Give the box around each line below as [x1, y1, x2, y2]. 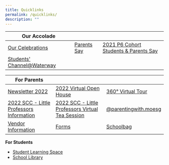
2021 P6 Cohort [102, 41, 142, 48]
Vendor [8, 120, 25, 127]
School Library [12, 154, 43, 160]
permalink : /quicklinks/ [5, 12, 57, 17]
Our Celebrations [8, 44, 48, 51]
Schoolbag [106, 123, 132, 130]
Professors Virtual [55, 106, 98, 113]
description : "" [5, 17, 39, 22]
